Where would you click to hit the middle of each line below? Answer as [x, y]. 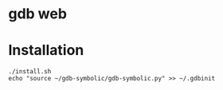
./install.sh [30, 72]
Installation [46, 51]
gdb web [38, 14]
